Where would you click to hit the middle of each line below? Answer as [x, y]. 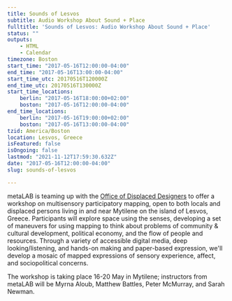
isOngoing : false [32, 150]
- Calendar [36, 53]
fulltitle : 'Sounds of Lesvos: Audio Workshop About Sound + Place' [109, 27]
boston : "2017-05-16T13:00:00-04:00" [75, 124]
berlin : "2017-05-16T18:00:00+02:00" [75, 99]
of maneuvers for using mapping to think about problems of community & [113, 225]
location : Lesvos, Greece [45, 137]
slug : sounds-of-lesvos [42, 170]
